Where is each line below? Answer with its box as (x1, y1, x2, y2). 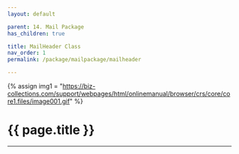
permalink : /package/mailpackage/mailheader (7, 56, 142, 63)
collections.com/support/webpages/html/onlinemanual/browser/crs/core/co (7, 90, 230, 98)
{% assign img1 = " (7, 82, 63, 90)
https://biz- (63, 82, 96, 90)
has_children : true (7, 30, 65, 37)
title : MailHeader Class (7, 43, 81, 50)
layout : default (7, 10, 55, 18)
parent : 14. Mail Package (7, 23, 84, 31)
